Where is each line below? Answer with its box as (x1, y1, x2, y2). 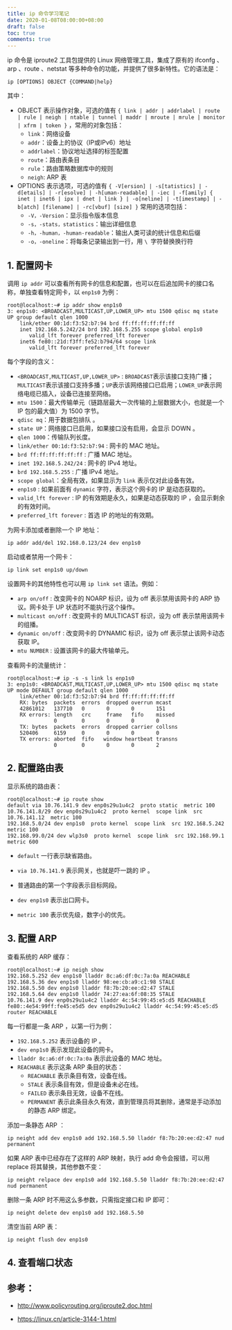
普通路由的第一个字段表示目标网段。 (17, 881, 121, 889)
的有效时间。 (17, 502, 54, 510)
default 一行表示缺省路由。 (17, 851, 96, 859)
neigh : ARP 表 (27, 173, 67, 181)
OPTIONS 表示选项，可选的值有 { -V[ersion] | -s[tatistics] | (17, 182, 202, 190)
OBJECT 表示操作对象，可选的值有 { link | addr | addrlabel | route (17, 106, 220, 115)
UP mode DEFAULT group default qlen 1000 (7, 687, 129, 694)
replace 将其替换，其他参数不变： (7, 1162, 104, 1170)
